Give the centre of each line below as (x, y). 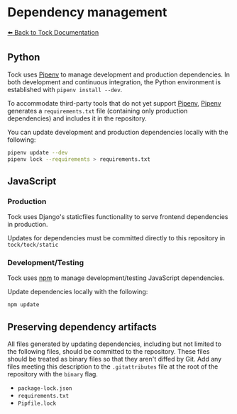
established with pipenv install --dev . (65, 89)
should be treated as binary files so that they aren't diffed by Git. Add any (115, 359)
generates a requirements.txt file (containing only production (98, 111)
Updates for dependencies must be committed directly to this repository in (116, 238)
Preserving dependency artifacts (82, 327)
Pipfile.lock (37, 404)
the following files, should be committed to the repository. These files (109, 352)
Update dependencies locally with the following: (78, 292)
